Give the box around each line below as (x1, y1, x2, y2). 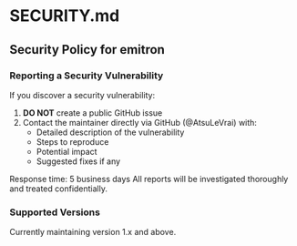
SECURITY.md (9, 5, 120, 26)
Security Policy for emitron (9, 42, 166, 57)
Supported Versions (9, 206, 100, 219)
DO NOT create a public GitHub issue (22, 107, 163, 118)
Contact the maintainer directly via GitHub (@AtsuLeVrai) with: (22, 117, 258, 128)
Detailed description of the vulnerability (36, 127, 185, 138)
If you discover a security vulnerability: (9, 89, 156, 100)
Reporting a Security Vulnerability (9, 69, 164, 82)
